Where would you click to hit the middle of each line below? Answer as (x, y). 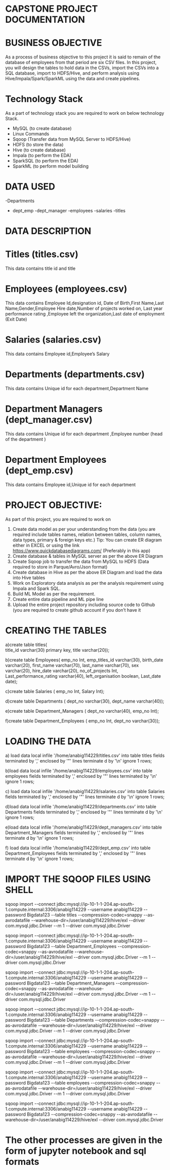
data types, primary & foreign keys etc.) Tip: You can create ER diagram (87, 540)
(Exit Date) (16, 319)
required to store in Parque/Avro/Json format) (60, 566)
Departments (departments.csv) (75, 374)
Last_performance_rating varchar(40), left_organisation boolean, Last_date (83, 676)
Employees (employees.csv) (66, 289)
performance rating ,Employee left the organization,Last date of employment (85, 314)
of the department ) (26, 439)
